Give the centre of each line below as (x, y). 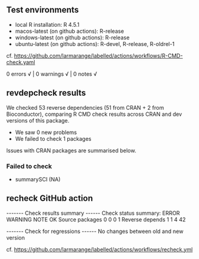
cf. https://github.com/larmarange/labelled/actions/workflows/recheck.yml (99, 249)
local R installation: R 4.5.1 (47, 24)
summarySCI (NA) (38, 179)
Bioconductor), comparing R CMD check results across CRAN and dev (94, 114)
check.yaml (21, 62)
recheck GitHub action (50, 199)
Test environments (42, 10)
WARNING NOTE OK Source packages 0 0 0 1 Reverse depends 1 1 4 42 (96, 219)
